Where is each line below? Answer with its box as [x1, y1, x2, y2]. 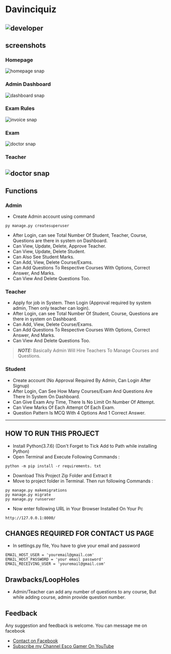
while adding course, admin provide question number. [12, 594, 126, 601]
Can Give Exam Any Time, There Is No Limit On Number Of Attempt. [12, 399, 155, 405]
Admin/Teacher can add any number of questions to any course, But [12, 589, 157, 595]
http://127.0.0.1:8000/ [5, 515, 56, 521]
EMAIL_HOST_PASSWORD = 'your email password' [5, 557, 103, 562]
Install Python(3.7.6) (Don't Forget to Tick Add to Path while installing [12, 443, 157, 449]
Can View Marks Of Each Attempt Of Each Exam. [12, 404, 116, 411]
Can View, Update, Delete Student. [12, 249, 85, 255]
